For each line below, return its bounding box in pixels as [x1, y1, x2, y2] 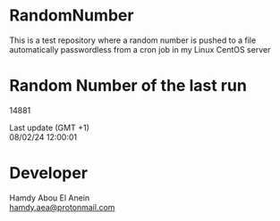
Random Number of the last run [9, 76, 248, 96]
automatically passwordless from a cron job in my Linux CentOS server [9, 44, 271, 54]
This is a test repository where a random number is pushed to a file [9, 35, 257, 45]
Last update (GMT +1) [9, 122, 89, 133]
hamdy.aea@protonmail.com [9, 201, 115, 212]
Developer [9, 163, 88, 184]
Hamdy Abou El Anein [9, 192, 90, 203]
